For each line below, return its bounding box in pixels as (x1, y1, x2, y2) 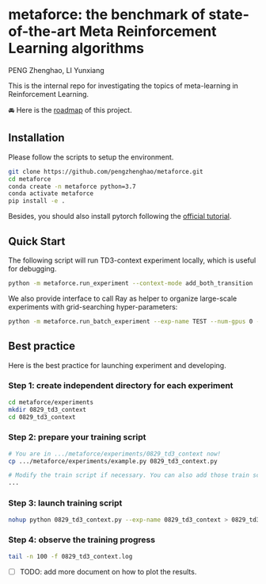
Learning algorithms (8, 40, 145, 57)
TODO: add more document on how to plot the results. (19, 567, 197, 576)
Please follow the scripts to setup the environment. (8, 152, 174, 162)
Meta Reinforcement (78, 22, 217, 40)
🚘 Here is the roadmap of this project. (8, 105, 132, 114)
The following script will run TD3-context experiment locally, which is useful (8, 255, 256, 265)
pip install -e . (8, 197, 66, 206)
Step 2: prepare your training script (8, 432, 146, 443)
